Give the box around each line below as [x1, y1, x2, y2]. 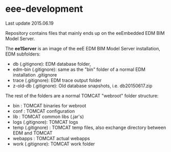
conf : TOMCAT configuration [12, 108, 75, 114]
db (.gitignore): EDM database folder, [12, 61, 91, 67]
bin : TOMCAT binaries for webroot [12, 102, 87, 108]
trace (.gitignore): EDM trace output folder [12, 77, 102, 83]
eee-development [5, 3, 83, 15]
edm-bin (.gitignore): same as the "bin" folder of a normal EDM [12, 66, 146, 72]
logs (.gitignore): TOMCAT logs [12, 119, 78, 125]
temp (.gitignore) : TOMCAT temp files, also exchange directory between [12, 124, 166, 130]
